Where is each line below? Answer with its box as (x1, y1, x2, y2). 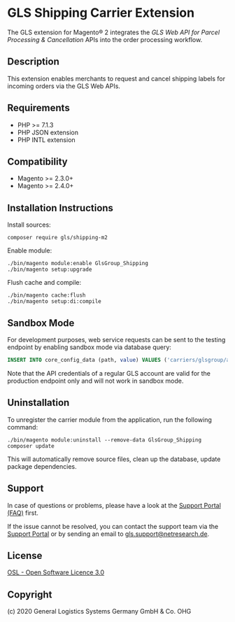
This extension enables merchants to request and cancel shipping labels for (7, 74, 226, 83)
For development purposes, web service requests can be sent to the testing (7, 336, 226, 344)
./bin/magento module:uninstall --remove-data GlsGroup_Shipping (7, 436, 201, 444)
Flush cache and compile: (7, 278, 82, 287)
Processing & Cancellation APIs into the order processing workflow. (7, 35, 203, 43)
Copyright (7, 588, 52, 600)
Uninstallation (7, 397, 70, 409)
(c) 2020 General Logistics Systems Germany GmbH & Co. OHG (7, 607, 192, 616)
